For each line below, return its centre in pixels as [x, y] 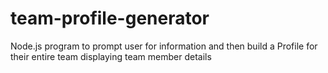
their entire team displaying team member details [111, 56]
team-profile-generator [110, 18]
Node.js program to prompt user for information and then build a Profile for [164, 46]
